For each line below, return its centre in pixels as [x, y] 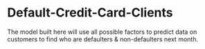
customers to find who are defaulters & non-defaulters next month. [103, 39]
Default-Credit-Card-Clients [90, 13]
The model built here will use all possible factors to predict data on [102, 32]
